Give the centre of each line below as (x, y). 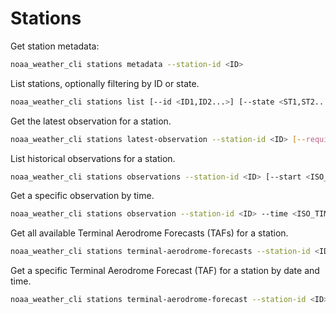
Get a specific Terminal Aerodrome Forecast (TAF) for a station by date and (165, 271)
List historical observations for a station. (93, 158)
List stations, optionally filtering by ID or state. (105, 83)
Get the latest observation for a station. (91, 121)
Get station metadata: (55, 46)
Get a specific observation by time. (82, 196)
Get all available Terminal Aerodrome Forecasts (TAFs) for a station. (149, 233)
